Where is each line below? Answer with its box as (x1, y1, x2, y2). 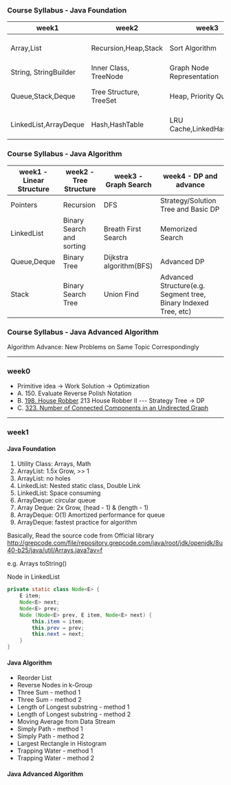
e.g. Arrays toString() (7, 560, 67, 568)
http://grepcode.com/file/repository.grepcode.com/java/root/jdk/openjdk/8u (7, 539, 223, 547)
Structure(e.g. (160, 280, 206, 290)
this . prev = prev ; (32, 624, 85, 631)
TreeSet (91, 96, 117, 105)
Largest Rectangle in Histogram (16, 740, 107, 748)
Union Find (103, 289, 139, 299)
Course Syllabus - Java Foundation (7, 5, 127, 15)
